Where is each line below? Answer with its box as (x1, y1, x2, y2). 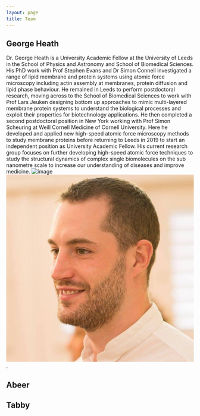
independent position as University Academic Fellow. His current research (6, 143, 188, 150)
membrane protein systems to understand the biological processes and (6, 105, 182, 112)
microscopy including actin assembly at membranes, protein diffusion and (6, 80, 187, 87)
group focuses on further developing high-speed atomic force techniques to (6, 149, 193, 156)
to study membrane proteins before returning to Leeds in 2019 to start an (6, 137, 185, 144)
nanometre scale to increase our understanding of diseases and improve (6, 162, 185, 169)
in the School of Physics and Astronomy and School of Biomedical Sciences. (6, 61, 194, 68)
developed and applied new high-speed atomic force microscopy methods (6, 130, 189, 137)
